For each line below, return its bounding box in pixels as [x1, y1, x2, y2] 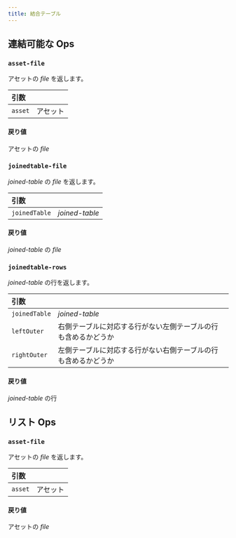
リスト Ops [8, 416, 57, 428]
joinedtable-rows [8, 263, 67, 271]
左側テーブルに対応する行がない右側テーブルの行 [57, 345, 219, 355]
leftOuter [11, 328, 44, 335]
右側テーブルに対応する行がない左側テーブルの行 [57, 322, 219, 332]
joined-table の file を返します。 [8, 177, 100, 186]
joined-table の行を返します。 [8, 278, 94, 287]
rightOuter [11, 351, 48, 359]
